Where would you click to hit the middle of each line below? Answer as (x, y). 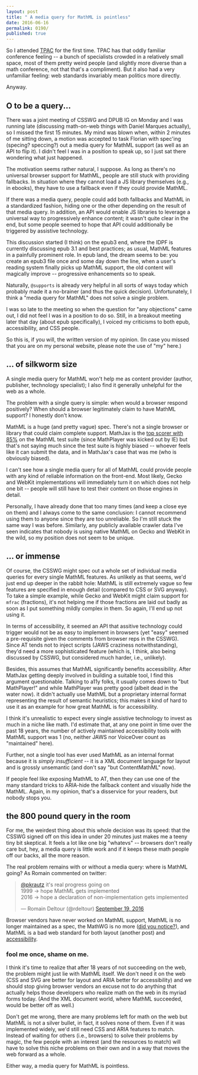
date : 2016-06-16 (27, 22)
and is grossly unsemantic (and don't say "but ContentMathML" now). (91, 767)
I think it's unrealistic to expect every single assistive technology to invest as (99, 718)
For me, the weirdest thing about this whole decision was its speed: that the (98, 830)
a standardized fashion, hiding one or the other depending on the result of (96, 205)
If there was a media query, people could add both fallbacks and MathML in (98, 199)
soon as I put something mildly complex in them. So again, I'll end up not (94, 608)
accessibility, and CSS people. (43, 328)
